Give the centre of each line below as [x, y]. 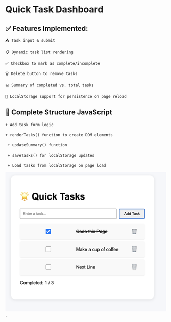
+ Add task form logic [29, 125]
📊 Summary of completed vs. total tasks [50, 85]
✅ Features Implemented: [47, 28]
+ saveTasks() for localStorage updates [51, 155]
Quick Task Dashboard [54, 9]
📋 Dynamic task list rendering [39, 52]
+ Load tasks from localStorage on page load [57, 165]
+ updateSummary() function [37, 145]
